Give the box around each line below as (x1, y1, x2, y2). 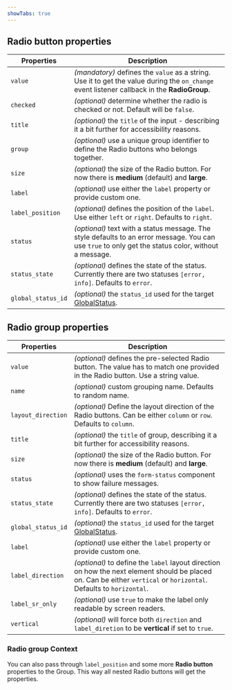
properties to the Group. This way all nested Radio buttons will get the (7, 667, 206, 676)
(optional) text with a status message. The (73, 224, 211, 233)
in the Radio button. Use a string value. (73, 371, 200, 380)
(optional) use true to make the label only (73, 595, 209, 604)
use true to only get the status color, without (73, 241, 219, 250)
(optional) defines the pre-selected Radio (73, 353, 210, 363)
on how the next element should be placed (73, 566, 212, 576)
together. (73, 153, 104, 163)
